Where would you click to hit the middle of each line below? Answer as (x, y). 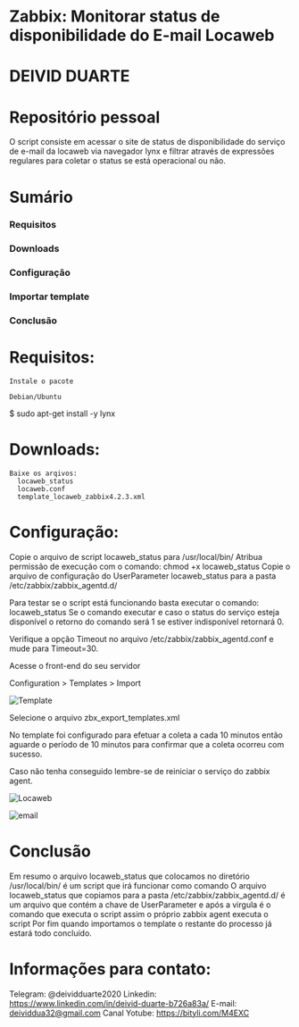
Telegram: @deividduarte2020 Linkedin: (83, 994)
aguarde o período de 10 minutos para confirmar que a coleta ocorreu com (147, 744)
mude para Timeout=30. (54, 648)
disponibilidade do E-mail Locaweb (142, 35)
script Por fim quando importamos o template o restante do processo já (141, 923)
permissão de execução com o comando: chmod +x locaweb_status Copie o (150, 566)
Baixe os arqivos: (43, 473)
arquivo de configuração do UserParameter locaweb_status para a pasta (143, 576)
